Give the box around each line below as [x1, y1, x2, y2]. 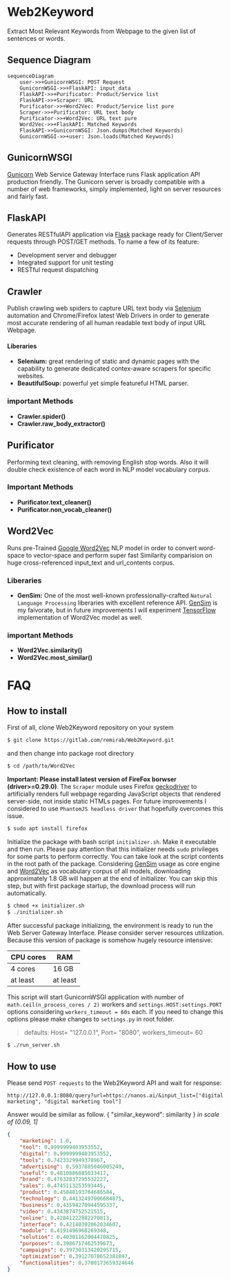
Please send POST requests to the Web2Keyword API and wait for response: [7, 1079, 222, 1087]
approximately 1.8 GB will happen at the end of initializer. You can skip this [7, 874, 218, 882]
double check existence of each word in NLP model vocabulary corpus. [7, 465, 210, 473]
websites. [17, 372, 45, 380]
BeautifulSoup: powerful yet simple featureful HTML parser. [17, 379, 189, 387]
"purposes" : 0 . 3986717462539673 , [19, 1240, 116, 1247]
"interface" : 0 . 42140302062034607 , [19, 1221, 122, 1228]
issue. [7, 812, 24, 820]
